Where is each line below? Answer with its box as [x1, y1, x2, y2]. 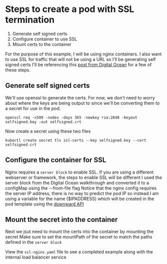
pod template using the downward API [5, 201, 84, 207]
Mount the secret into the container [5, 215, 118, 223]
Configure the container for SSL [5, 156, 106, 164]
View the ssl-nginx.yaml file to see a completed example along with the [5, 249, 153, 255]
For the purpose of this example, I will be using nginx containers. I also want [5, 51, 162, 57]
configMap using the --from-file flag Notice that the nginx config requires [5, 185, 156, 191]
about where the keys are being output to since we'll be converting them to [5, 100, 160, 106]
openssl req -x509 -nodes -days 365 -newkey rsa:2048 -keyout [5, 115, 137, 120]
